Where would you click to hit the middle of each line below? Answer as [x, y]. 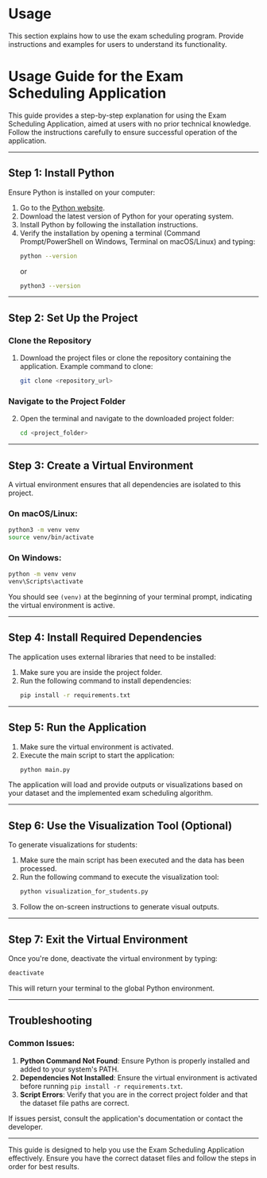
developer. [26, 1126]
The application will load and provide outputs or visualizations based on [126, 785]
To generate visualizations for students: [73, 845]
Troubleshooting [50, 1021]
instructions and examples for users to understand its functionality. [118, 44]
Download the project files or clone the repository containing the [126, 358]
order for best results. [44, 1166]
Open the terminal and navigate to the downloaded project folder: [127, 419]
